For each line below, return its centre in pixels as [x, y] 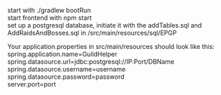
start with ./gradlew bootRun [49, 10]
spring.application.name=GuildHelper [62, 54]
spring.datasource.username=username [67, 69]
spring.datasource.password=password [66, 77]
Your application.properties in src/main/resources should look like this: [111, 46]
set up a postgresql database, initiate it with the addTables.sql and [104, 25]
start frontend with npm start [50, 18]
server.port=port [32, 84]
